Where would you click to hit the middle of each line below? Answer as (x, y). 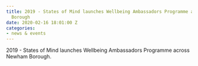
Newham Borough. (29, 57)
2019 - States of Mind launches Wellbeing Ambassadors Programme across (98, 50)
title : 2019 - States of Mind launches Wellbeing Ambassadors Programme (97, 11)
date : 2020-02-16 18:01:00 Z (42, 22)
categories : (21, 28)
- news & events (26, 34)
